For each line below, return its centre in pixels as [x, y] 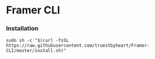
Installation [22, 29]
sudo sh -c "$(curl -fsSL [37, 41]
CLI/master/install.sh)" [36, 51]
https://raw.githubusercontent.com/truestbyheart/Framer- [78, 46]
